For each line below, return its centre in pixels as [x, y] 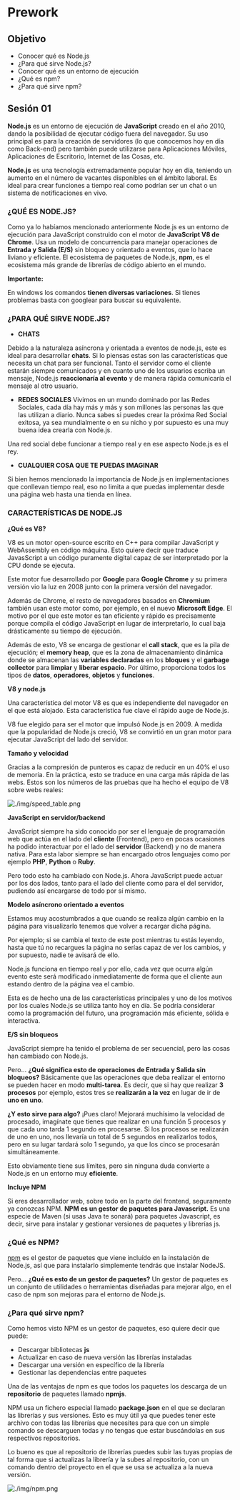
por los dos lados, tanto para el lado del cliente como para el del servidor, [115, 883]
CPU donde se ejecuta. [41, 565]
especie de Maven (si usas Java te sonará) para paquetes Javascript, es [114, 1216]
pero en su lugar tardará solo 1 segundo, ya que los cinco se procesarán [114, 1144]
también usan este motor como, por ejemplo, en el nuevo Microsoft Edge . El [120, 608]
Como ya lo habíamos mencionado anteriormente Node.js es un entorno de [118, 227]
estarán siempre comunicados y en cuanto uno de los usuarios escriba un [116, 371]
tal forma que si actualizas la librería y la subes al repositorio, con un [108, 1460]
